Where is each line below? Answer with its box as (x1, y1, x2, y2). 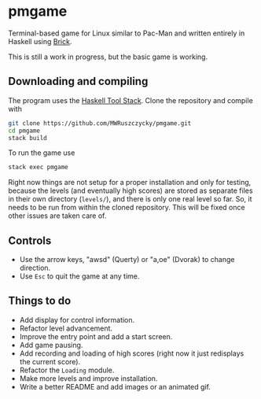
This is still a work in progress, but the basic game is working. (8, 52, 208, 61)
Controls (8, 234, 52, 247)
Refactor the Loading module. (19, 365, 115, 375)
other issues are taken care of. (8, 211, 107, 220)
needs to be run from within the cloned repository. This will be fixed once (8, 203, 245, 212)
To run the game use (8, 148, 75, 157)
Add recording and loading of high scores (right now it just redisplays (19, 349, 244, 358)
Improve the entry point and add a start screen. (19, 331, 173, 341)
